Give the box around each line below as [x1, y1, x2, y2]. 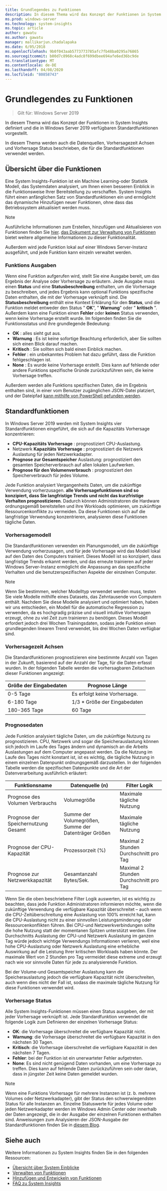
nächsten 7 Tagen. [12, 1050, 51, 1056]
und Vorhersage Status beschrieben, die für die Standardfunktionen [5, 145, 144, 151]
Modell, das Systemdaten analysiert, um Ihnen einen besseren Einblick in [5, 183, 155, 189]
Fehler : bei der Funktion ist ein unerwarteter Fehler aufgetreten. [12, 1055, 143, 1061]
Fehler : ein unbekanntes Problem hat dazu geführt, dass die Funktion [12, 351, 156, 357]
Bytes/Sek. [64, 876, 89, 883]
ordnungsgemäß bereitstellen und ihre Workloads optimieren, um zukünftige [5, 503, 162, 509]
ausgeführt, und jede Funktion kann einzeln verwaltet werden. [5, 249, 132, 255]
